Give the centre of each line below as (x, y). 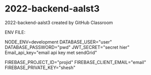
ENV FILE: (15, 32)
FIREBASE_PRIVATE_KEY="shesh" (40, 67)
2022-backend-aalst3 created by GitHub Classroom (59, 22)
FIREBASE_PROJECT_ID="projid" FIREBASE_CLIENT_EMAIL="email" (75, 62)
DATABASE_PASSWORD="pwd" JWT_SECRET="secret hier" (67, 47)
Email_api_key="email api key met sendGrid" (51, 52)
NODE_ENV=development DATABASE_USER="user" (58, 42)
